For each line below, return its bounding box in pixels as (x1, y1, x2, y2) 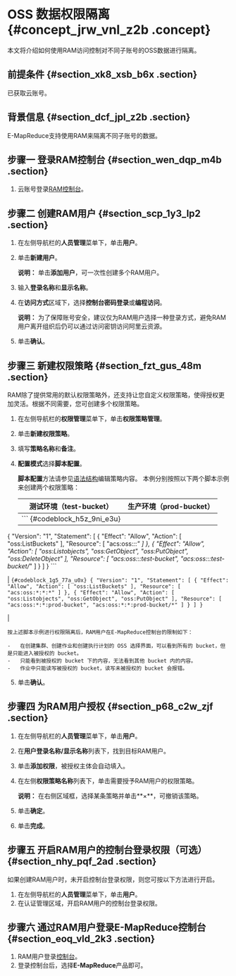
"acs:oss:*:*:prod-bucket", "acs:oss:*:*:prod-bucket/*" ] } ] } (7, 601, 203, 608)
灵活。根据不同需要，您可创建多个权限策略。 (13, 399, 143, 408)
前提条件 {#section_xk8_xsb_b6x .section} (7, 68, 198, 81)
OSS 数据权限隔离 (7, 6, 111, 23)
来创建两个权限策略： (17, 483, 80, 492)
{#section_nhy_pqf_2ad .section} (7, 856, 157, 868)
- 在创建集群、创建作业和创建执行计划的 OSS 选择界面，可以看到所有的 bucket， (7, 642, 221, 649)
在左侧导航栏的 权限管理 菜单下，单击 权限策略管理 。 (17, 415, 166, 423)
